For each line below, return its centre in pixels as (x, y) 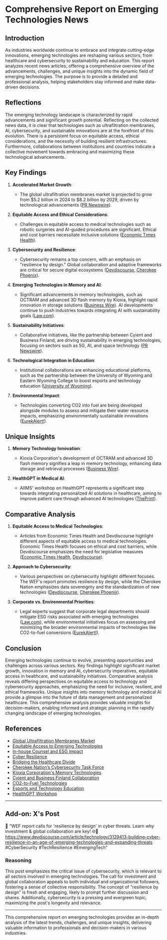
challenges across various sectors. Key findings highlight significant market (83, 666)
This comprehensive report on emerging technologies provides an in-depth (82, 917)
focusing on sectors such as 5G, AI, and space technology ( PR (84, 345)
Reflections (23, 103)
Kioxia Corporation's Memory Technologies (57, 772)
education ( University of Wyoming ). (56, 386)
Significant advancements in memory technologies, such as (81, 294)
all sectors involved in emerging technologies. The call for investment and (81, 876)
